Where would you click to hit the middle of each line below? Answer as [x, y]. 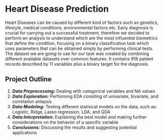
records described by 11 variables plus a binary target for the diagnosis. [77, 64]
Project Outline [28, 79]
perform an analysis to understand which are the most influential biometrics [81, 38]
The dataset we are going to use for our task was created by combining [77, 53]
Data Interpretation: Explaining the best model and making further [79, 117]
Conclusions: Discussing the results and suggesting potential [74, 127]
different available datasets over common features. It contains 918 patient [79, 59]
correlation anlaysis [32, 101]
